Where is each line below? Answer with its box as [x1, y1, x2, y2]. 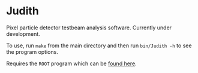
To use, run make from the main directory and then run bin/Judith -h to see [6, 42, 192, 49]
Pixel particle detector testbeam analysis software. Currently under [6, 24, 172, 31]
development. [6, 30, 40, 37]
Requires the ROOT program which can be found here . [6, 60, 137, 67]
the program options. [6, 48, 58, 55]
